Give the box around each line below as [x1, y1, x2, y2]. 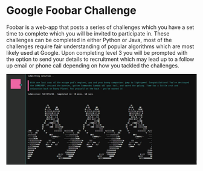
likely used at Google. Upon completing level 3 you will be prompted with [6, 49, 188, 56]
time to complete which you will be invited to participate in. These [6, 30, 170, 37]
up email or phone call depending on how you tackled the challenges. [6, 61, 179, 69]
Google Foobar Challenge [6, 4, 137, 17]
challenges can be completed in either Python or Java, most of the [6, 36, 172, 43]
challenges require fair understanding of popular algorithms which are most [6, 43, 195, 50]
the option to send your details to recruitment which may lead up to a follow [6, 55, 195, 63]
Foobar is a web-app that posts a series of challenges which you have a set [6, 23, 195, 31]
